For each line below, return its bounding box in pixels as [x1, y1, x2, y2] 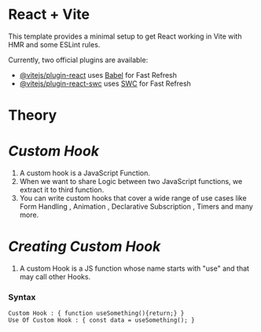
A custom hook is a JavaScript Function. [19, 168, 151, 178]
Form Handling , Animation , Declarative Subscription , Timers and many [19, 202, 253, 212]
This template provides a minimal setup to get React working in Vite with [8, 31, 242, 41]
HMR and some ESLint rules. [8, 39, 101, 49]
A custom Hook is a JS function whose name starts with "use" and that [19, 264, 250, 273]
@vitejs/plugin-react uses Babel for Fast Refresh [19, 70, 178, 79]
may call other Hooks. [19, 272, 91, 281]
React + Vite [8, 6, 90, 24]
